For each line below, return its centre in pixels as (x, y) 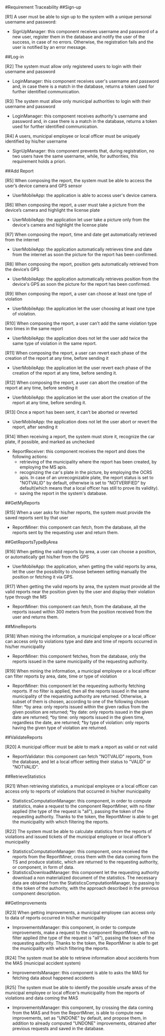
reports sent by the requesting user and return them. (65, 532)
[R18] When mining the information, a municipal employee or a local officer (81, 636)
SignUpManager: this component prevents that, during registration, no (83, 151)
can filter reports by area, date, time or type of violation (61, 676)
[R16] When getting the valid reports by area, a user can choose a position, (81, 552)
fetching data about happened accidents (53, 978)
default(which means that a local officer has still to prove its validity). (89, 488)
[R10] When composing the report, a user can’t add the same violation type (81, 323)
